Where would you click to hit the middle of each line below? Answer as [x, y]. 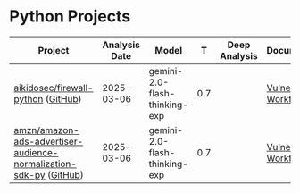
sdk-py [29, 174]
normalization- [46, 164]
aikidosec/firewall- [54, 88]
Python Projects [70, 17]
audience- [36, 152]
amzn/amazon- [47, 130]
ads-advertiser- [49, 141]
